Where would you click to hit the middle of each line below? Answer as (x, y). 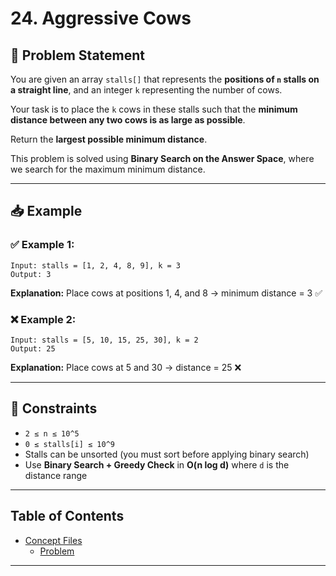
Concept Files (53, 540)
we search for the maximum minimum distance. (108, 169)
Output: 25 (33, 348)
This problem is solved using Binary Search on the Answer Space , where (162, 158)
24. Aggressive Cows (101, 18)
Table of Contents (67, 516)
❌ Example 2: (43, 319)
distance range (56, 475)
